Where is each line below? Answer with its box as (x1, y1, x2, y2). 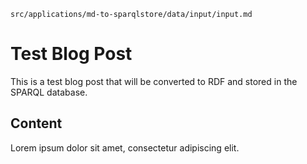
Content (10, 115, 63, 132)
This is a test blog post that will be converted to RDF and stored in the (10, 75, 298, 87)
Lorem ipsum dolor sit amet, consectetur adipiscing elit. (10, 141, 240, 154)
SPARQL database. (10, 86, 88, 98)
